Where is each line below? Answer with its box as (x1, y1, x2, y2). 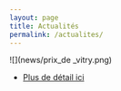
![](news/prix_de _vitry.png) (9, 55, 112, 66)
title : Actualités (9, 22, 79, 31)
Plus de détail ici (22, 72, 85, 83)
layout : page (9, 13, 59, 23)
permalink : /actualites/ (9, 30, 104, 39)
